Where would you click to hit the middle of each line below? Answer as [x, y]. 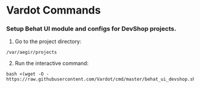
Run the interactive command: [51, 63]
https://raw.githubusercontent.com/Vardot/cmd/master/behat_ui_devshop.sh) [102, 79]
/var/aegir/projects [32, 53]
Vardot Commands [54, 10]
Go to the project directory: [48, 41]
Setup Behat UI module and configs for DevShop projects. [91, 29]
